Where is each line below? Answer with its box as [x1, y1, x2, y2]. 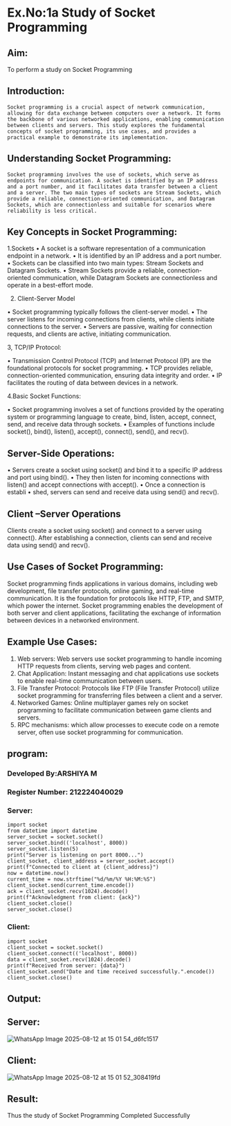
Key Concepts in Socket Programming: [7, 226, 178, 238]
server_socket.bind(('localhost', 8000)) [7, 840, 129, 847]
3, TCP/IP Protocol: [7, 344, 62, 352]
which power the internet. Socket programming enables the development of [7, 601, 223, 610]
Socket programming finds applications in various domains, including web [7, 579, 218, 588]
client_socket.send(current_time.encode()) [7, 882, 135, 889]
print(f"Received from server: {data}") [7, 962, 126, 969]
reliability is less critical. [7, 207, 98, 214]
